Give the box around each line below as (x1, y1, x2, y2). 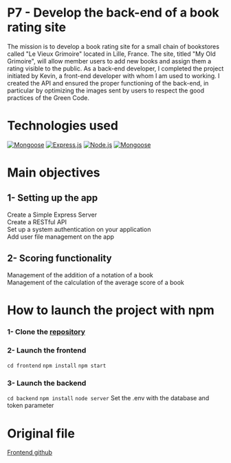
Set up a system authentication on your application (7, 225, 151, 233)
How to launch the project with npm (7, 302, 214, 318)
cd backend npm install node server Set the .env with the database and (7, 394, 210, 402)
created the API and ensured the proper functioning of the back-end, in (7, 79, 209, 87)
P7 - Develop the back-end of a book (7, 5, 220, 21)
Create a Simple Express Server (7, 210, 98, 219)
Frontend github (7, 449, 53, 457)
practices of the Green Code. (7, 93, 90, 101)
